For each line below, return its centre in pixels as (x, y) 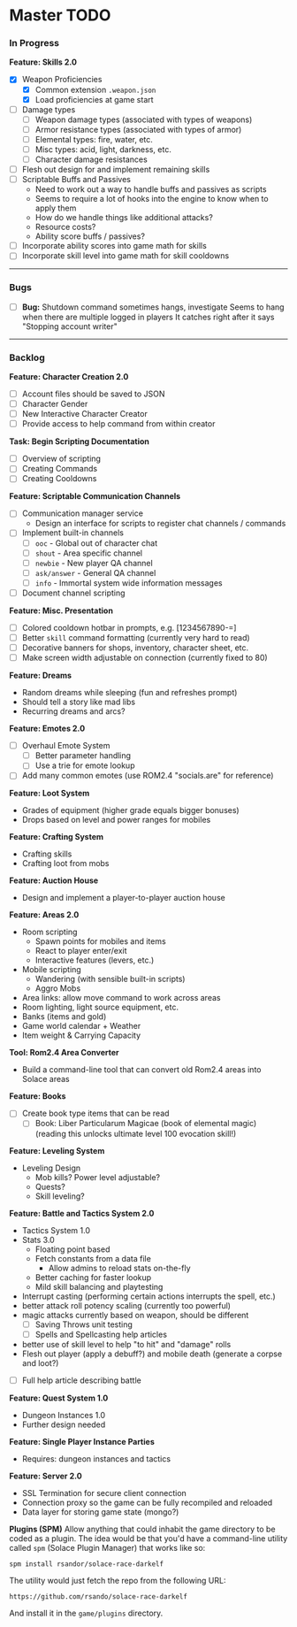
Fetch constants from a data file (93, 1258)
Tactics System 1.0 (56, 1230)
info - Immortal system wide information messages (129, 583)
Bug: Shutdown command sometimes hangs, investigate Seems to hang (153, 307)
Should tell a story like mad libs (78, 702)
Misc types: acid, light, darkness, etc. (103, 149)
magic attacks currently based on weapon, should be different (135, 1315)
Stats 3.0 (38, 1239)
